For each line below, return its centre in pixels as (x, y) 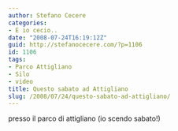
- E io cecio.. (33, 30)
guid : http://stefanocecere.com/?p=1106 (76, 45)
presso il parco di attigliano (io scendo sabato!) (85, 118)
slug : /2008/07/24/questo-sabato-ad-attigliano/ (89, 96)
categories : (28, 23)
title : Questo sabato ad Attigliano (68, 89)
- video (21, 81)
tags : (17, 60)
